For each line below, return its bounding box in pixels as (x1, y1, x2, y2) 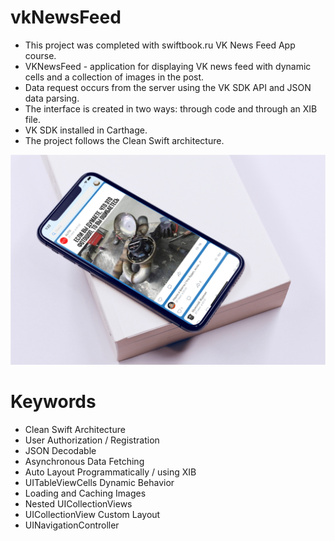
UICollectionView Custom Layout (24, 508, 161, 520)
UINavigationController (24, 519, 120, 531)
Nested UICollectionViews (24, 497, 133, 510)
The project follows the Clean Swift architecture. (24, 134, 225, 146)
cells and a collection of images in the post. (24, 71, 205, 83)
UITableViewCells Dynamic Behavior (24, 476, 175, 488)
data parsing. (24, 92, 80, 104)
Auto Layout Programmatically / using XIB (24, 466, 197, 478)
